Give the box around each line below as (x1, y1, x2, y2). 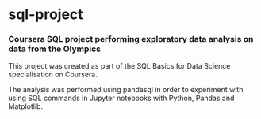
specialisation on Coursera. (8, 69, 98, 80)
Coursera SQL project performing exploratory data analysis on (8, 34, 254, 45)
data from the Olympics (8, 43, 102, 54)
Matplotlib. (8, 102, 44, 111)
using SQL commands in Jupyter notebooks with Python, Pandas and (8, 93, 235, 103)
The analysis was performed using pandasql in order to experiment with (8, 85, 244, 95)
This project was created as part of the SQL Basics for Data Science (8, 61, 231, 71)
